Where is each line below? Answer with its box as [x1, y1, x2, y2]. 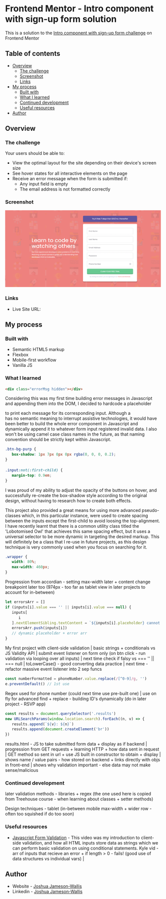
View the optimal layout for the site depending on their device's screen [12, 160, 157, 166]
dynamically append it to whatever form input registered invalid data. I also [5, 426, 157, 432]
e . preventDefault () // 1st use [5, 681, 70, 686]
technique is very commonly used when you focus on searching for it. [5, 544, 147, 550]
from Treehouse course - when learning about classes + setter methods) [5, 796, 154, 802]
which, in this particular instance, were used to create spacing [21, 512, 148, 518]
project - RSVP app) [5, 701, 46, 707]
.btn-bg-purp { [5, 447, 37, 452]
